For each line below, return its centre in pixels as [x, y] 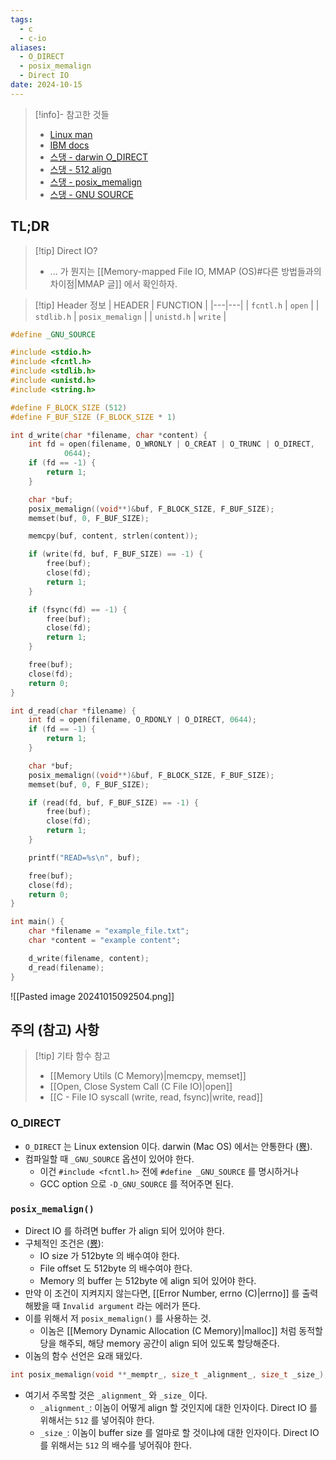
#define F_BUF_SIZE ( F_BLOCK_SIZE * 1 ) [93, 417]
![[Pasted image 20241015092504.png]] [92, 996]
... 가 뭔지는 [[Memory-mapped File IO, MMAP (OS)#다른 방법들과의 [185, 271]
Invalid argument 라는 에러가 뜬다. [131, 1305]
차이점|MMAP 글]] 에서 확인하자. [113, 283]
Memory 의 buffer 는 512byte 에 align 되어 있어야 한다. [148, 1280]
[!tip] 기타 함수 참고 [72, 1056]
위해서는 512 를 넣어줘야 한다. [97, 1420]
